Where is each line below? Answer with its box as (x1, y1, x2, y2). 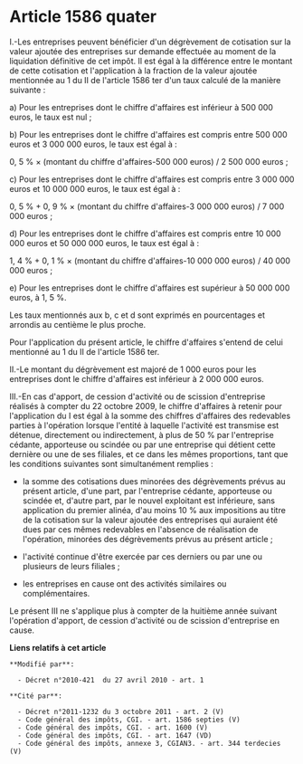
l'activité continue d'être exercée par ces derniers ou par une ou (22, 550, 263, 562)
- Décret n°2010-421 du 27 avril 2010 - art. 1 (17, 675, 204, 684)
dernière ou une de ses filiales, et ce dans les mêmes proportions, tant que (9, 448, 289, 459)
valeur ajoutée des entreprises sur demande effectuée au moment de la (9, 45, 277, 56)
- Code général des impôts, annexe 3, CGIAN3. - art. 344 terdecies (17, 739, 281, 748)
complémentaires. (22, 587, 90, 598)
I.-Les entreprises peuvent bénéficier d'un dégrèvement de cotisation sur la (9, 36, 291, 47)
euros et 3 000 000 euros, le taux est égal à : (9, 138, 178, 149)
